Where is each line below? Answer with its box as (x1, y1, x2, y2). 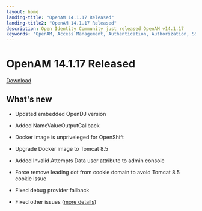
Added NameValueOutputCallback (14, 121, 100, 129)
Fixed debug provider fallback (14, 186, 90, 194)
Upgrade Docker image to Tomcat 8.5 (14, 145, 108, 152)
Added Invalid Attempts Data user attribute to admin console (14, 157, 165, 164)
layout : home (6, 8, 39, 15)
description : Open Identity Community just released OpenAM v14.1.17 (6, 25, 185, 32)
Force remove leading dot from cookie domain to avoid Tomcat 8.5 (14, 168, 180, 176)
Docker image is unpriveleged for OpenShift (14, 133, 124, 141)
